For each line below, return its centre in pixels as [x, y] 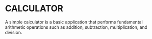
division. [13, 32]
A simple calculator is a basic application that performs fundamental [74, 22]
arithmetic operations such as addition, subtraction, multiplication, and [76, 27]
